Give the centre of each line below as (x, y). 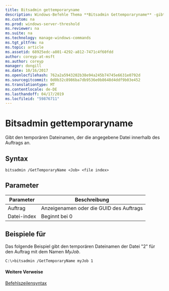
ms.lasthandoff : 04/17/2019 (35, 94)
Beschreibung (92, 200)
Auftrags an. (18, 143)
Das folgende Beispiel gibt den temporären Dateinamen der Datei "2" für (80, 246)
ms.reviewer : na (22, 29)
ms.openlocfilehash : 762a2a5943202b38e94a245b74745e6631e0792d (73, 75)
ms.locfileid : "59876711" (32, 99)
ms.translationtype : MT (30, 84)
